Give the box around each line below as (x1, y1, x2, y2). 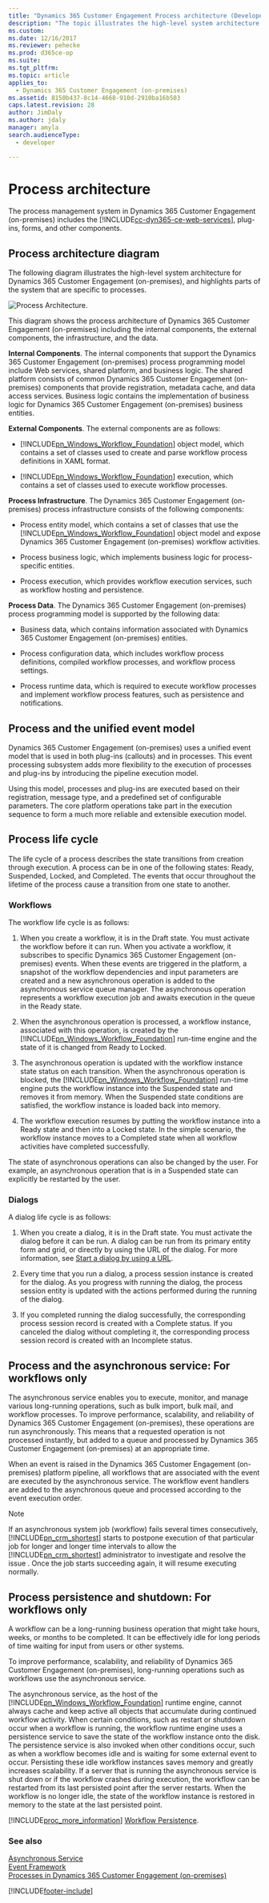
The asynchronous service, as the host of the (8, 1689, 159, 1699)
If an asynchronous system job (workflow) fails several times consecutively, (8, 1525, 259, 1534)
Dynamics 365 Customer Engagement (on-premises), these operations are (8, 1418, 255, 1428)
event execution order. (8, 1493, 82, 1503)
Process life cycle (8, 833, 98, 846)
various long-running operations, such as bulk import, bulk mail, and (8, 1401, 234, 1411)
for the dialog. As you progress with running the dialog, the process (19, 1278, 243, 1287)
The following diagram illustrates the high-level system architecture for (8, 268, 242, 277)
